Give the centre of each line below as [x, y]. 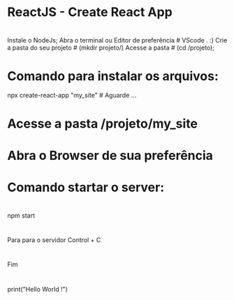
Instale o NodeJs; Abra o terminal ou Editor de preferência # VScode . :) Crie [117, 40]
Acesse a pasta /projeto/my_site [102, 123]
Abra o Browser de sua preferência [110, 155]
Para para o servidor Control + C [54, 240]
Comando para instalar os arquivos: [113, 76]
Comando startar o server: [86, 187]
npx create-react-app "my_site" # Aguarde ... [72, 96]
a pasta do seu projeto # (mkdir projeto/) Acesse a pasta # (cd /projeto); [111, 48]
